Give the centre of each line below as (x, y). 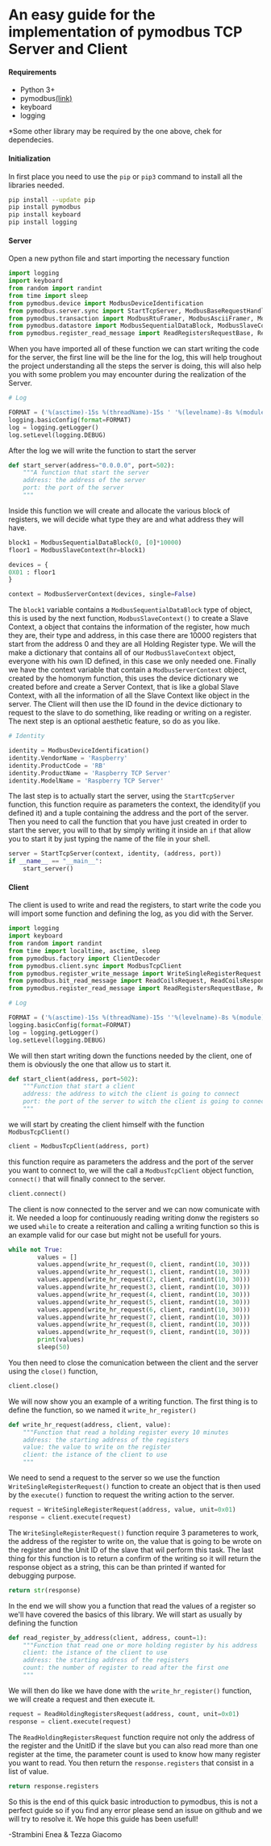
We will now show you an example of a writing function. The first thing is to (133, 1401)
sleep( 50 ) (54, 1347)
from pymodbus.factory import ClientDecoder (84, 959)
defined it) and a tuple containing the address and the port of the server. (128, 813)
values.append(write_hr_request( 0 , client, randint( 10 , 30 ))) (144, 1265)
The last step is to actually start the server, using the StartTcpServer (122, 796)
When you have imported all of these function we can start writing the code (134, 349)
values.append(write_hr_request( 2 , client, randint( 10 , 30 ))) (144, 1280)
